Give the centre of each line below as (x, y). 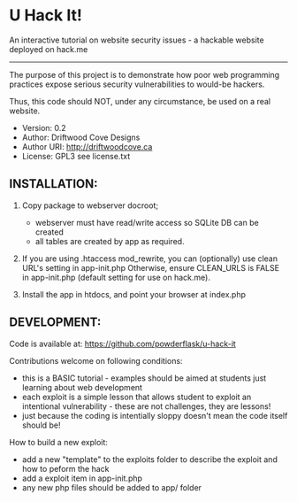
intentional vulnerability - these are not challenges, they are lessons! (146, 406)
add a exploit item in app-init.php (82, 478)
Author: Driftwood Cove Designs (81, 137)
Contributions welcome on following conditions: (96, 360)
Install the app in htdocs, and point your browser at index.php (133, 294)
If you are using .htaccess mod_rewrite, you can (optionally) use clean (150, 259)
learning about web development (82, 387)
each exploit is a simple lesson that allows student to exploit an (137, 397)
